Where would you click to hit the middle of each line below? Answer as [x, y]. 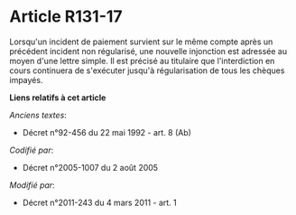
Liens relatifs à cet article [58, 98]
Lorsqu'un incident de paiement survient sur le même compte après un [141, 42]
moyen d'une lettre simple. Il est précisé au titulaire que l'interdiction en [142, 61]
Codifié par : [32, 150]
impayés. [26, 79]
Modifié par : [32, 185]
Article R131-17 [66, 17]
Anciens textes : [38, 115]
